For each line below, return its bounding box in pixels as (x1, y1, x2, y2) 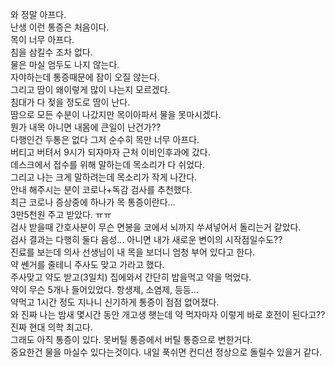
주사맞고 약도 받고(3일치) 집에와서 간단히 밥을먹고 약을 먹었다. (10, 271, 252, 283)
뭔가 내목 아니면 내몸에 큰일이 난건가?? (10, 121, 162, 133)
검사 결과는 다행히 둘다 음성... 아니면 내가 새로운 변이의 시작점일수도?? (10, 234, 283, 245)
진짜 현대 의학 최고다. (10, 321, 93, 333)
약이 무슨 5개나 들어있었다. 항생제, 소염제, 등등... (10, 284, 199, 295)
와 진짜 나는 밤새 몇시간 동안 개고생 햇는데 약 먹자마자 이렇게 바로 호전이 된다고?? (10, 309, 326, 320)
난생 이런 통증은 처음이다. (10, 21, 110, 33)
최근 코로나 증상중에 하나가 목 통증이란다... (10, 196, 176, 208)
